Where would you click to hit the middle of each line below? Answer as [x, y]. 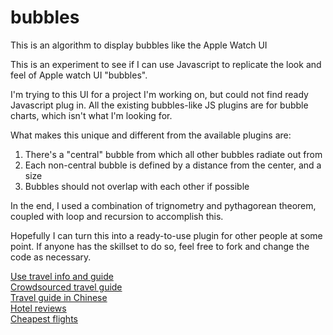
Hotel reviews [38, 308]
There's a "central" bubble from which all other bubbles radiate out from [173, 154]
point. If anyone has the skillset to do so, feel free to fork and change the [160, 246]
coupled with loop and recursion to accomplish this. [117, 216]
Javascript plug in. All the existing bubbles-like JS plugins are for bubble [159, 105]
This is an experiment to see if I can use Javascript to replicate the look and [166, 64]
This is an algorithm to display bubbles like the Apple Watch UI [139, 45]
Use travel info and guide [62, 276]
